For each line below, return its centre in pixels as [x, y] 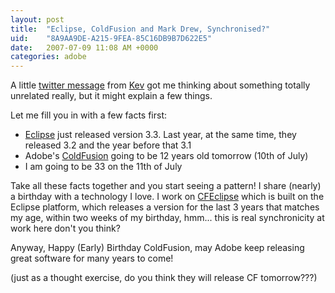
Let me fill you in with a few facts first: [89, 115]
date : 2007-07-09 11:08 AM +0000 [84, 47]
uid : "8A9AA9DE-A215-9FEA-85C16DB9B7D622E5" [111, 38]
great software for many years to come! [92, 258]
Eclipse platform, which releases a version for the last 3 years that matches [165, 207]
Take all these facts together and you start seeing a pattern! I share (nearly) [166, 186]
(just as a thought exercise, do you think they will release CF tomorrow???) [164, 278]
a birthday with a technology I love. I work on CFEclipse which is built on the [167, 197]
